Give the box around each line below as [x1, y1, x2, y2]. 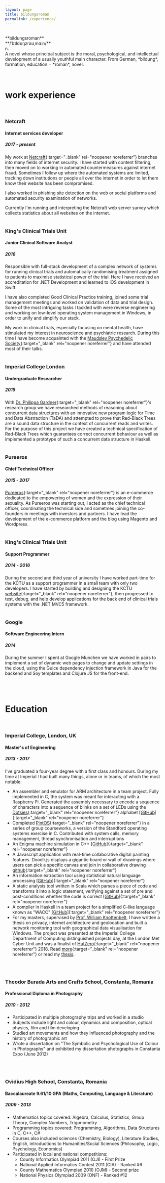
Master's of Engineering [5, 745, 56, 750]
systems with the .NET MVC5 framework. [5, 601, 89, 607]
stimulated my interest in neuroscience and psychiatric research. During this [5, 330, 160, 336]
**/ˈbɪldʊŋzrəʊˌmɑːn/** [5, 41, 51, 46]
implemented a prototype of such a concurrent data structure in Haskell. [5, 436, 152, 442]
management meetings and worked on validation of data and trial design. [5, 300, 154, 306]
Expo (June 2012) [12, 1051, 48, 1057]
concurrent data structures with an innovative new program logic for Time [5, 410, 155, 416]
